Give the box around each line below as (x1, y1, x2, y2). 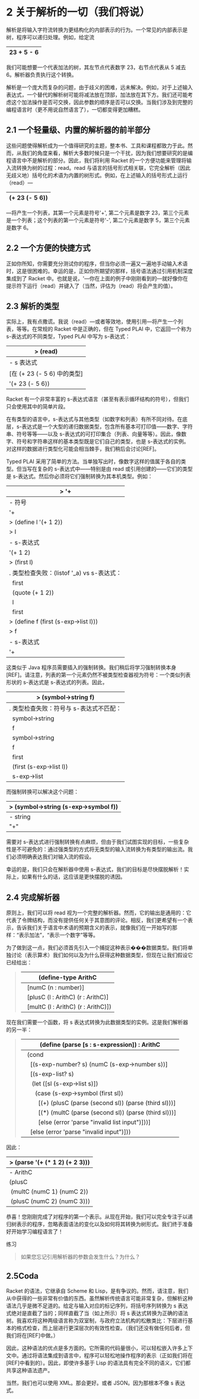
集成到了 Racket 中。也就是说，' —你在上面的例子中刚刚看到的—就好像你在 (6, 274, 188, 282)
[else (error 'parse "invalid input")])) (30, 1128, 131, 1136)
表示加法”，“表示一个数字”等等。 (18, 932, 99, 939)
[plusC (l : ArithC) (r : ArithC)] (27, 993, 109, 1001)
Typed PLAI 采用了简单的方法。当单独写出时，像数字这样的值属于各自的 (6, 458, 181, 465)
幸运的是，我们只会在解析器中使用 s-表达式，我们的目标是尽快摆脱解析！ (6, 866, 184, 873)
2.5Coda (6, 1271, 39, 1281)
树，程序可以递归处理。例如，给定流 (6, 33, 95, 40)
